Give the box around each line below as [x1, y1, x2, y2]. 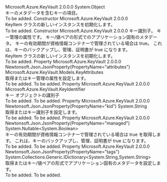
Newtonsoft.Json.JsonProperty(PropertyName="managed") [5, 120, 130, 126]
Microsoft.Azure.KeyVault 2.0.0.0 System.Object [5, 4, 105, 10]
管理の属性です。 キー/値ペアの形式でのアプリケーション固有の [9, 34, 140, 40]
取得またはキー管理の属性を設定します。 [5, 75, 89, 81]
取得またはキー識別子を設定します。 [5, 109, 80, 115]
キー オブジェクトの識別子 [5, 92, 59, 98]
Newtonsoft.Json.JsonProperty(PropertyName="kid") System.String [5, 103, 147, 109]
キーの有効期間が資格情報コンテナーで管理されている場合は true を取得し [5, 132, 157, 137]
